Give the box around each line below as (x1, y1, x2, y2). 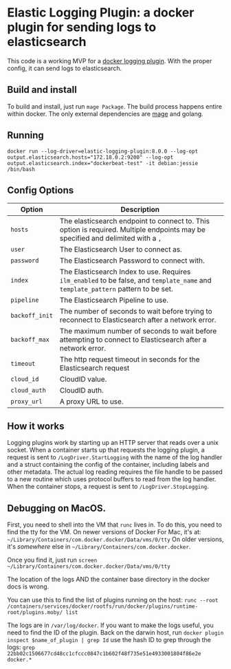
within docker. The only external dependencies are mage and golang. (7, 109, 204, 118)
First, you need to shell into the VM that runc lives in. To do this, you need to (7, 520, 222, 529)
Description (120, 205, 160, 215)
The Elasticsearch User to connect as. (59, 245, 182, 254)
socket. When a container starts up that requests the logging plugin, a (7, 446, 205, 454)
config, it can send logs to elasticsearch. (7, 64, 122, 72)
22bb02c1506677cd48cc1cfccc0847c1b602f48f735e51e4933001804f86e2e (7, 650, 201, 657)
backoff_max (10, 336, 50, 344)
